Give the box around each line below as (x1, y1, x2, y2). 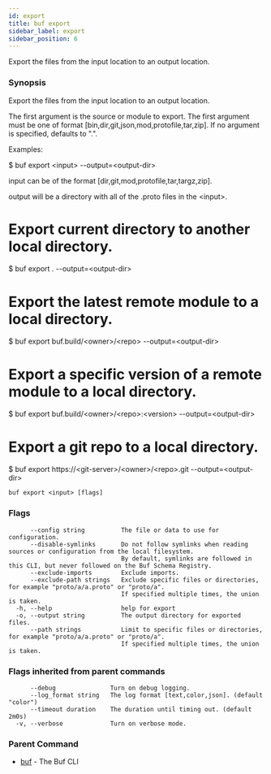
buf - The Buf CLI (19, 757, 80, 767)
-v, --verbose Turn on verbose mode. (15, 720, 187, 728)
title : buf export (8, 19, 71, 28)
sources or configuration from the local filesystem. (8, 547, 195, 556)
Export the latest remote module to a (8, 292, 260, 311)
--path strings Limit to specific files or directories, (29, 625, 264, 633)
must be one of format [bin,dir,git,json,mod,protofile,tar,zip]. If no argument (8, 119, 260, 130)
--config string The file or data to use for (29, 525, 220, 534)
